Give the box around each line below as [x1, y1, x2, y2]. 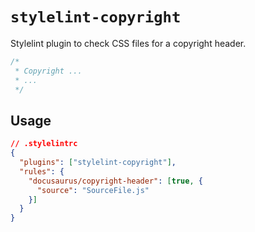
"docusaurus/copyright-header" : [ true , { [28, 176, 203, 186]
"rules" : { [19, 166, 65, 177]
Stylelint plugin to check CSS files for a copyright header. [10, 37, 247, 49]
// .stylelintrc [10, 139, 78, 149]
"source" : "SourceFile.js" [36, 185, 150, 195]
